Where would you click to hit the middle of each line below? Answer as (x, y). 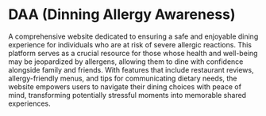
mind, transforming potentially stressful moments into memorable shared (127, 95)
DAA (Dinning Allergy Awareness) (122, 15)
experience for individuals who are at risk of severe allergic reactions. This (130, 44)
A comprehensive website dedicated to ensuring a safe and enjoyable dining (133, 36)
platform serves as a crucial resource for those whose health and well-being (133, 53)
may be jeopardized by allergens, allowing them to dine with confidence (126, 62)
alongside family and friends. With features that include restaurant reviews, (131, 69)
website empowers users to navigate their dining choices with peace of (125, 86)
